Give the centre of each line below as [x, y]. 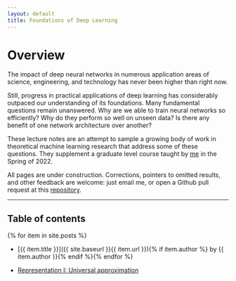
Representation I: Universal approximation [78, 270]
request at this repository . [45, 190]
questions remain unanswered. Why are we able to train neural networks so [117, 110]
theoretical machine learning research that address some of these [103, 146]
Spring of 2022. [30, 162]
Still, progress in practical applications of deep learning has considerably [113, 96]
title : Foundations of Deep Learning [63, 20]
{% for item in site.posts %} [47, 235]
